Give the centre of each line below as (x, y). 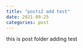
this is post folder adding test (42, 39)
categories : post (28, 22)
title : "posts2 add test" (38, 11)
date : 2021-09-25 (28, 17)
